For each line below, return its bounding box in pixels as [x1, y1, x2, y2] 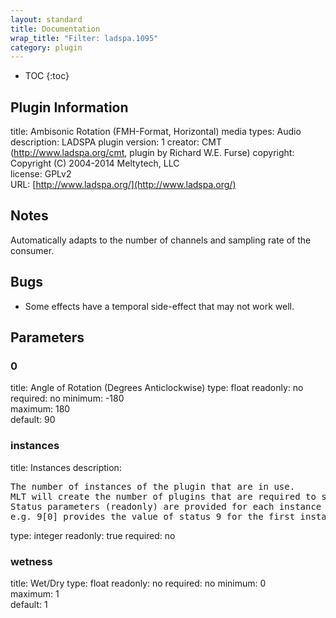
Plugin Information [10, 99, 129, 116]
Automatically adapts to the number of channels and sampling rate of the [10, 234, 312, 246]
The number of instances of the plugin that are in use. [10, 481, 296, 492]
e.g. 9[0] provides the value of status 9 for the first [10, 511, 296, 522]
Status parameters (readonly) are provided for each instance [10, 501, 322, 512]
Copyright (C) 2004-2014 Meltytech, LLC [10, 157, 180, 170]
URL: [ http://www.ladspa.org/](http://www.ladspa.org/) [10, 179, 237, 191]
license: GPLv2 [10, 168, 72, 180]
